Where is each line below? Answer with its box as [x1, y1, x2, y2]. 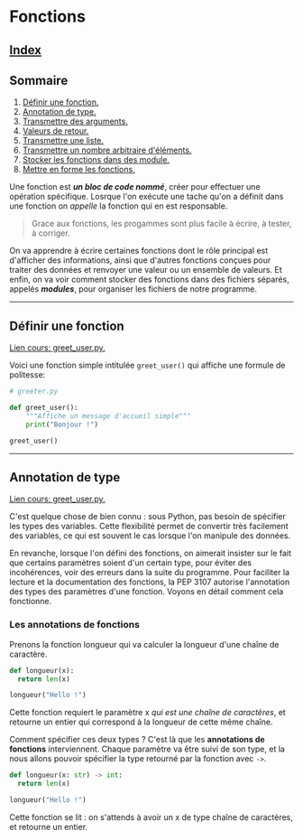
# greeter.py [9, 387, 59, 396]
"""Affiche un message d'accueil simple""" [25, 411, 192, 421]
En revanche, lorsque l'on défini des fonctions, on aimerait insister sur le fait [9, 548, 291, 559]
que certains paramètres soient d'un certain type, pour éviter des [9, 557, 252, 568]
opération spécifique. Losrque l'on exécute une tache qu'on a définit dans [9, 191, 284, 202]
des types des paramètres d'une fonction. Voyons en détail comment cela [9, 586, 284, 597]
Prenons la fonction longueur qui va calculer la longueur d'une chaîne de [9, 639, 280, 649]
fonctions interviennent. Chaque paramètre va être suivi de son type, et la [9, 743, 286, 755]
